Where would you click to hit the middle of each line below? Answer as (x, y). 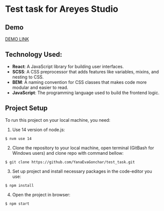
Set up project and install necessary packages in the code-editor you (82, 171)
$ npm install (20, 185)
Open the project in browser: (41, 194)
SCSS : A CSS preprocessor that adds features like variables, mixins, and (85, 71)
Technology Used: (34, 54)
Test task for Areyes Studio (62, 9)
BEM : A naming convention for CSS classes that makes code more (79, 82)
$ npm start (17, 204)
